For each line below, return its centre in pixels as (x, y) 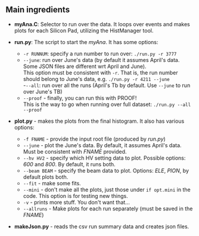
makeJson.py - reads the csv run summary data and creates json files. (102, 226)
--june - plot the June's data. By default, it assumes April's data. (102, 145)
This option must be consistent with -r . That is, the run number (100, 72)
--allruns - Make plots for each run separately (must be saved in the (108, 209)
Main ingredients (38, 10)
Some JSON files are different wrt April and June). (85, 66)
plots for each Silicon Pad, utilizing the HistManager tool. (84, 30)
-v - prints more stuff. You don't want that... (77, 202)
